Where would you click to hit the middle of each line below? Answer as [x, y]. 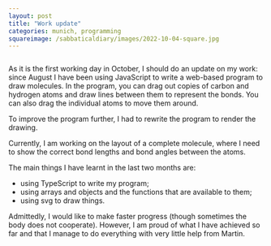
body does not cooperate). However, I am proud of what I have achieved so [134, 225]
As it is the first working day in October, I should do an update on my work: [133, 69]
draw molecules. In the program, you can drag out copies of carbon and [129, 86]
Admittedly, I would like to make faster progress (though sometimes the [128, 217]
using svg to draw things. [62, 201]
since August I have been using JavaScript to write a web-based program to [136, 77]
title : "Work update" [45, 24]
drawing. [23, 127]
